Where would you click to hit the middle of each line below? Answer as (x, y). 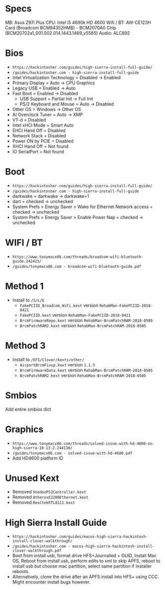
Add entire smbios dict (28, 409)
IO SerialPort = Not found (38, 151)
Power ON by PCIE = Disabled (43, 141)
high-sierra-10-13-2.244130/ (42, 448)
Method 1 (25, 286)
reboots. (21, 572)
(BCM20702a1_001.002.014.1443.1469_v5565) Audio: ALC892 (68, 33)
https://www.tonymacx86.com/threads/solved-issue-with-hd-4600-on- (83, 444)
